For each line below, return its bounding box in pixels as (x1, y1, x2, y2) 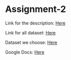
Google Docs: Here (5, 49, 44, 55)
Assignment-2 (5, 3, 66, 15)
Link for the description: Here (5, 20, 66, 26)
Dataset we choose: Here (5, 39, 57, 45)
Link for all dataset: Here (5, 29, 56, 35)
